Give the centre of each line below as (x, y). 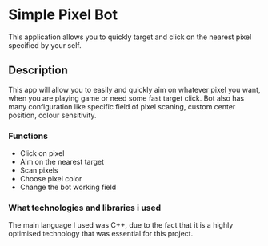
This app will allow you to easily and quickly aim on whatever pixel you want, (134, 89)
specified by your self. (45, 45)
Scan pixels (39, 170)
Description (38, 71)
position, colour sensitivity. (52, 115)
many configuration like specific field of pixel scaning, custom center (122, 106)
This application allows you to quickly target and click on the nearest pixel (130, 37)
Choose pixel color (51, 179)
